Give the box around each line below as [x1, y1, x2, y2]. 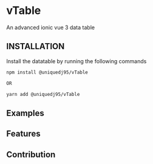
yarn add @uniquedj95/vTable [6, 91, 80, 97]
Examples [6, 108, 44, 118]
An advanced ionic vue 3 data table [6, 24, 95, 31]
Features [6, 129, 41, 139]
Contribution [6, 149, 56, 160]
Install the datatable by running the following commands [6, 57, 147, 64]
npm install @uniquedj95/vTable [6, 69, 88, 75]
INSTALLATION [6, 41, 65, 52]
